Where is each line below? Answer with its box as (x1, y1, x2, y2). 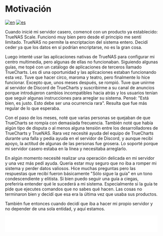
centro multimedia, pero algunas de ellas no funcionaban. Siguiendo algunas (5, 59, 158, 65)
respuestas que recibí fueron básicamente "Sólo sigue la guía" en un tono (5, 170, 153, 176)
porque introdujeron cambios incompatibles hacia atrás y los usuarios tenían (5, 90, 158, 96)
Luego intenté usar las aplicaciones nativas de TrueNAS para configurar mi (5, 53, 155, 59)
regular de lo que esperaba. (5, 105, 61, 111)
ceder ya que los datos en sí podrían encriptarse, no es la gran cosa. (5, 44, 142, 50)
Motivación (5, 3, 52, 15)
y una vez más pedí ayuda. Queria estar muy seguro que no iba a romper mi (5, 160, 157, 166)
